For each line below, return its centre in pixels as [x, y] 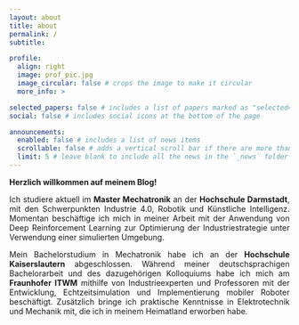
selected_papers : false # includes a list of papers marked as [129, 108]
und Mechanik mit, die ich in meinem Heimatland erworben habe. [129, 311]
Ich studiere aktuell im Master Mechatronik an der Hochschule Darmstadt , [149, 199]
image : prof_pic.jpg [55, 75]
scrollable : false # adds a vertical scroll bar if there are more [145, 149]
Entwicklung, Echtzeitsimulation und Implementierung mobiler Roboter [149, 292]
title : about [33, 26]
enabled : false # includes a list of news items [109, 140]
